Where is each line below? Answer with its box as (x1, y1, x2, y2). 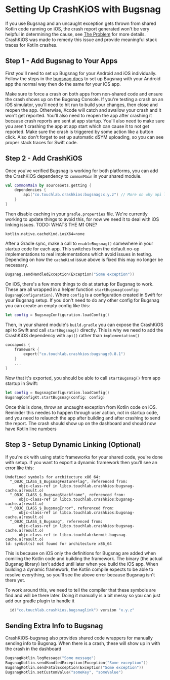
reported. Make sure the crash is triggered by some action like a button (5, 128, 153, 135)
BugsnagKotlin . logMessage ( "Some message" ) (5, 656, 96, 661)
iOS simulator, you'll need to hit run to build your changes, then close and (5, 102, 158, 108)
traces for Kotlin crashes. (5, 42, 58, 48)
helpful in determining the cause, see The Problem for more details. (5, 31, 146, 37)
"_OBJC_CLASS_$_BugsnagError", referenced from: (10, 505, 114, 511)
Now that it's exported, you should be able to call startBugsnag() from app (5, 375, 161, 381)
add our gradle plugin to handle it (5, 598, 75, 604)
